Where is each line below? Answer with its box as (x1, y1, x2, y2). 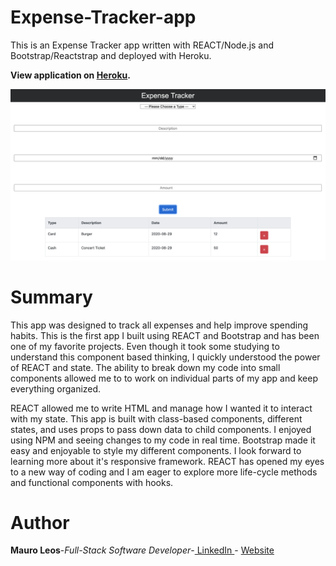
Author (10, 511, 70, 534)
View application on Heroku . (10, 69, 131, 81)
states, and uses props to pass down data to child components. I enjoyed (10, 423, 312, 435)
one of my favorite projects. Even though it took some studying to (10, 340, 280, 352)
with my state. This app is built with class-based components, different (10, 412, 303, 425)
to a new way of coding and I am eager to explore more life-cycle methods (10, 466, 318, 478)
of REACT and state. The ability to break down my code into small (10, 361, 281, 373)
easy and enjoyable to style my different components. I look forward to (10, 444, 302, 456)
